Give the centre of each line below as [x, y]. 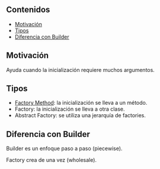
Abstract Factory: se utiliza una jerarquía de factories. [80, 115]
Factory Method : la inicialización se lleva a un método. [81, 103]
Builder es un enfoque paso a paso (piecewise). [64, 149]
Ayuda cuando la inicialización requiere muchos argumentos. [81, 70]
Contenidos [28, 10]
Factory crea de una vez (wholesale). [51, 160]
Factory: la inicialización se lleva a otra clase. [70, 109]
